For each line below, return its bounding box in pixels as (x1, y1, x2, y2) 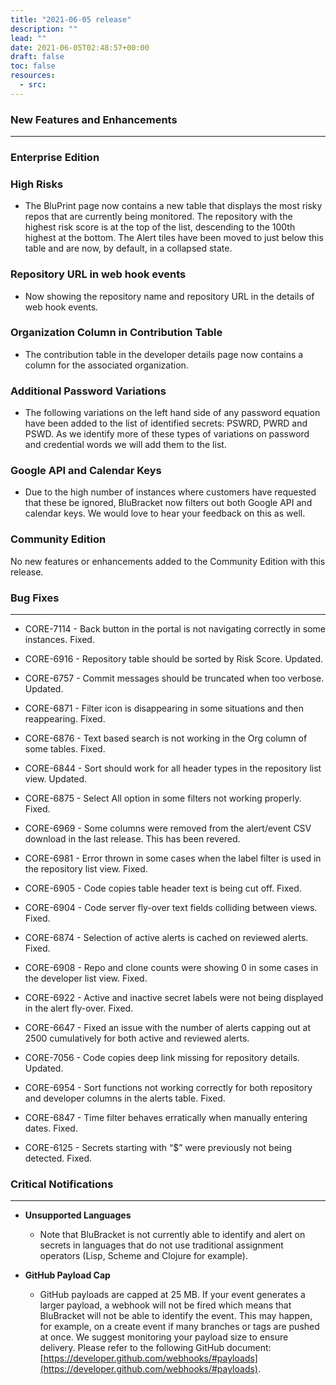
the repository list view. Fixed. (24, 863, 148, 875)
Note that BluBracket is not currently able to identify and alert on (39, 1229, 306, 1241)
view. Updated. (24, 773, 87, 785)
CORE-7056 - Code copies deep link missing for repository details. (24, 1052, 300, 1064)
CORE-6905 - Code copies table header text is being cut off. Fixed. (24, 882, 302, 895)
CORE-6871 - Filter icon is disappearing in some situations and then (24, 702, 304, 715)
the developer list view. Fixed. (24, 972, 148, 985)
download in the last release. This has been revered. (24, 833, 241, 845)
